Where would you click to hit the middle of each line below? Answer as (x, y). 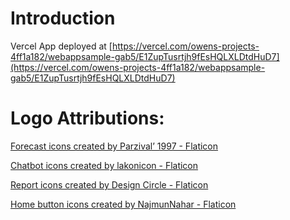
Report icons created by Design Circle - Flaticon (109, 184)
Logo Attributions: (87, 118)
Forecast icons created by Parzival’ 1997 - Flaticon (114, 146)
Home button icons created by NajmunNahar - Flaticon (123, 204)
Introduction (63, 18)
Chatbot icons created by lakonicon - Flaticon (104, 165)
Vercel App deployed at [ (61, 46)
